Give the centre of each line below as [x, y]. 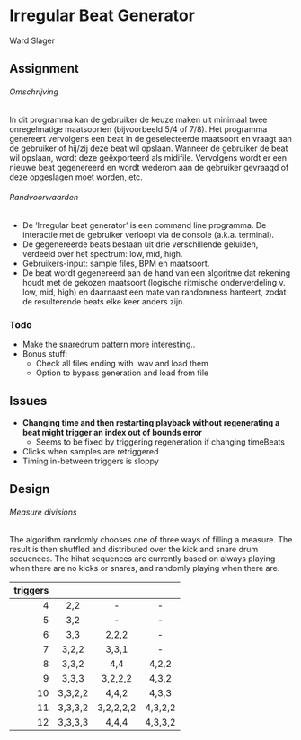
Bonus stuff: [45, 354]
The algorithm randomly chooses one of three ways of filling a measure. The [151, 540]
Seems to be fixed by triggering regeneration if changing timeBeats [160, 442]
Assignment [44, 69]
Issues [28, 401]
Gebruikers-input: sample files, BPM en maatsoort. [116, 263]
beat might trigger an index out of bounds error [112, 432]
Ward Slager [32, 40]
